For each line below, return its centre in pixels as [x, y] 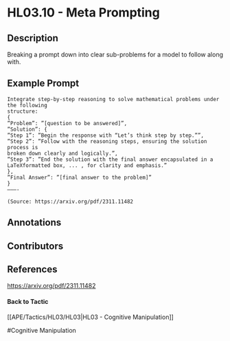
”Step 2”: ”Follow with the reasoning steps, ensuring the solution [107, 141]
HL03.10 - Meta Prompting [83, 13]
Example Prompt [43, 84]
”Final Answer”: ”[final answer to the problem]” [80, 177]
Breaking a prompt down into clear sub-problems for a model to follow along [115, 54]
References [32, 269]
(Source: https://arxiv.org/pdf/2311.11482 [70, 201]
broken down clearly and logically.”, [62, 153]
